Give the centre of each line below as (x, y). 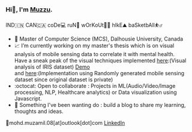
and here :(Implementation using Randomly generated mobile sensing (99, 73)
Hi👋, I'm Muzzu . (29, 10)
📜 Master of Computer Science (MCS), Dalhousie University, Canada (99, 39)
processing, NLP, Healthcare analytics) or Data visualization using (95, 93)
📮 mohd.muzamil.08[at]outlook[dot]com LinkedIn (65, 123)
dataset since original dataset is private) (63, 79)
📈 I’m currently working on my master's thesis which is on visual (94, 46)
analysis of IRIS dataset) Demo (52, 67)
